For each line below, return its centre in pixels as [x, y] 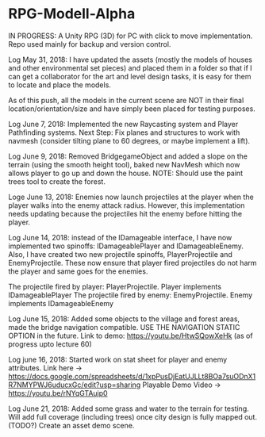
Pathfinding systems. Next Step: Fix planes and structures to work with [124, 132]
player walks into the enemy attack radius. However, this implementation [127, 205]
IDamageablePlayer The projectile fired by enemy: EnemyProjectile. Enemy [131, 295]
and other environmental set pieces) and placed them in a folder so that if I [130, 67]
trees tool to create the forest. [57, 181]
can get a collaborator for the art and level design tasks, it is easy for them [130, 76]
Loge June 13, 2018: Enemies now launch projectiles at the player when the [131, 197]
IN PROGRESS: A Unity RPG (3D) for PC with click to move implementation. [131, 36]
